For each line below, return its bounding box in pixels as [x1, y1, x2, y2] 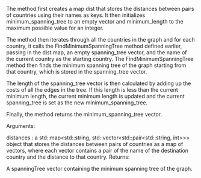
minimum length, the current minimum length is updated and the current [6, 93, 185, 100]
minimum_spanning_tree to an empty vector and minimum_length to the [6, 18, 184, 25]
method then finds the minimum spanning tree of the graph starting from [6, 62, 187, 69]
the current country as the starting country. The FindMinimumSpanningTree [6, 56, 194, 62]
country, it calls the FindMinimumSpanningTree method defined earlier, [6, 42, 182, 49]
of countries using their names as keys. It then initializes [6, 11, 146, 19]
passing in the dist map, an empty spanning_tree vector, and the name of [6, 49, 188, 56]
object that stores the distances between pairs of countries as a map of [6, 141, 184, 147]
